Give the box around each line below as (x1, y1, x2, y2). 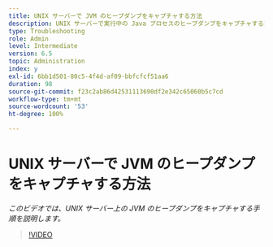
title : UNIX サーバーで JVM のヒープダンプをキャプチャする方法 (8, 11, 203, 20)
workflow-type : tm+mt (8, 95, 82, 103)
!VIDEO (28, 229, 53, 240)
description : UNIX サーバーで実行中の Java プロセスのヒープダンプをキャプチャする (8, 19, 264, 28)
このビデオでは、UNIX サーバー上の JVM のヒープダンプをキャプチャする (8, 203, 253, 213)
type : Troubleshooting (8, 27, 85, 35)
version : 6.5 (8, 50, 53, 58)
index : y (8, 65, 38, 73)
